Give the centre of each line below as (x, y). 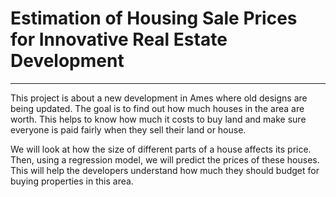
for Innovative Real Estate (119, 39)
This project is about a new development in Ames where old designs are (159, 98)
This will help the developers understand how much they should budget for (165, 170)
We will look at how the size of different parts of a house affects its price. (161, 149)
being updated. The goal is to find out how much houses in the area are (157, 108)
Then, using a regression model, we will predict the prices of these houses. (165, 159)
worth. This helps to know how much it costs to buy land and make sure (158, 119)
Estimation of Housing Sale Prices (154, 18)
